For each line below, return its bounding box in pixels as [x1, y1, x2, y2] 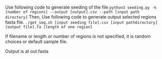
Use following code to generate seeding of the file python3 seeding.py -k [5, 4, 156, 10]
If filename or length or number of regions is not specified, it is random [5, 33, 151, 39]
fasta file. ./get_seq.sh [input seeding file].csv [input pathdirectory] [5, 19, 158, 25]
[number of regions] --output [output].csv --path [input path [5, 9, 140, 14]
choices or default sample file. [5, 38, 67, 44]
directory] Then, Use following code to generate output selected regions [5, 14, 156, 19]
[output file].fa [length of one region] [5, 24, 93, 29]
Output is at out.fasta [5, 48, 49, 54]
